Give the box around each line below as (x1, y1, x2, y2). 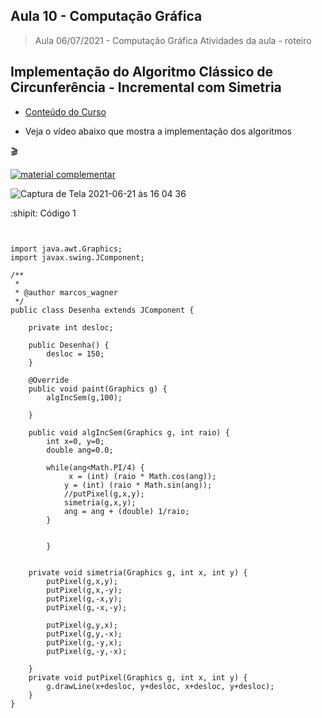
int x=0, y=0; (46, 436, 105, 446)
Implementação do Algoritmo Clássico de (10, 64, 274, 81)
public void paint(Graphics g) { (28, 384, 168, 394)
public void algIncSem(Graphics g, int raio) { (28, 427, 230, 438)
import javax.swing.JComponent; (10, 252, 145, 263)
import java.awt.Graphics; (10, 244, 123, 254)
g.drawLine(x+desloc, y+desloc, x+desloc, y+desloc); (46, 681, 275, 691)
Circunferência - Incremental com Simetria (10, 79, 282, 96)
